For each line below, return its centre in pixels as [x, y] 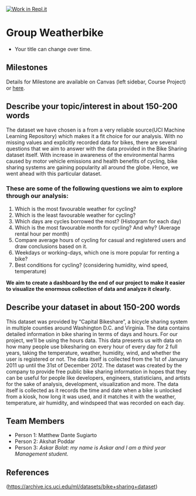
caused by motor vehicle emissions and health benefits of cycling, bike [92, 161]
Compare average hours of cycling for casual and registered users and [100, 240]
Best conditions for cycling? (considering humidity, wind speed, [91, 265]
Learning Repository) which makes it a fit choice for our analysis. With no [94, 136]
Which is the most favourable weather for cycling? [75, 209]
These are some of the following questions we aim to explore [94, 189]
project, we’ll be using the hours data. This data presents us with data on [94, 340]
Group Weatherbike [55, 33]
